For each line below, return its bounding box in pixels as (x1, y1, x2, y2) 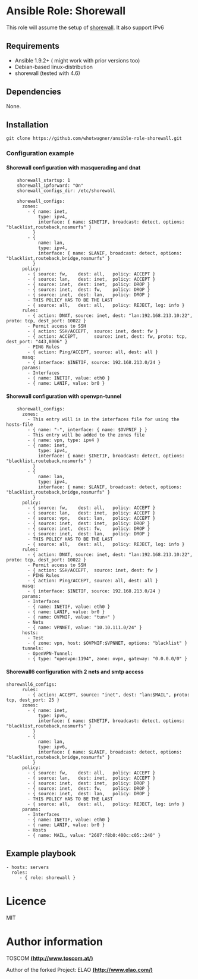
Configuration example (6, 149, 74, 158)
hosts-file (6, 421, 33, 428)
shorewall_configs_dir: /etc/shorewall (17, 187, 116, 194)
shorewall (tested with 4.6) (14, 70, 80, 77)
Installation (6, 120, 49, 130)
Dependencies (6, 87, 61, 97)
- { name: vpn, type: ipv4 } (27, 437, 100, 443)
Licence (6, 894, 46, 908)
